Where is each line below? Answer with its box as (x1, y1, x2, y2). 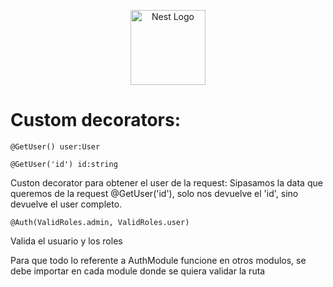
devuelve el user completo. (10, 198, 123, 210)
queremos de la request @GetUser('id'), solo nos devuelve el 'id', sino (10, 187, 299, 199)
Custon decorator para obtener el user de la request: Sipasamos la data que (10, 176, 323, 189)
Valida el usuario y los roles (10, 235, 123, 247)
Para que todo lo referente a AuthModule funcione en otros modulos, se (10, 254, 307, 266)
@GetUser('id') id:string (10, 159, 118, 169)
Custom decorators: (10, 109, 182, 132)
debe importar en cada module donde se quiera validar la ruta (10, 265, 266, 277)
